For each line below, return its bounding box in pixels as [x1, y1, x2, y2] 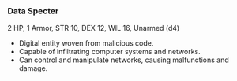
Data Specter [7, 6, 59, 17]
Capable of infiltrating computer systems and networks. [18, 47, 201, 57]
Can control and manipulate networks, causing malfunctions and [18, 55, 230, 64]
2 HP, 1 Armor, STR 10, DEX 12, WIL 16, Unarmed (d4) [7, 24, 180, 33]
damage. [18, 64, 48, 73]
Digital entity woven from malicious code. [18, 39, 154, 48]
